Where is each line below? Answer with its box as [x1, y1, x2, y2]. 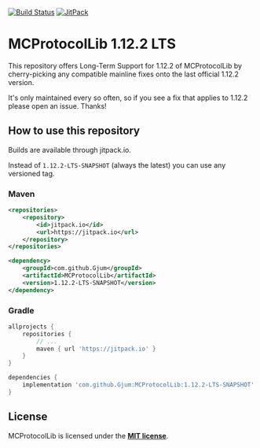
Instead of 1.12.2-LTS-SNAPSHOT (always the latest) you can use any [8, 160, 226, 169]
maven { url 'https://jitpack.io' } [36, 345, 156, 353]
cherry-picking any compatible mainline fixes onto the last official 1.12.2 [8, 69, 240, 79]
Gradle [8, 305, 35, 316]
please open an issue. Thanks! [8, 101, 108, 110]
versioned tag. [8, 168, 55, 178]
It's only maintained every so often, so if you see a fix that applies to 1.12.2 [8, 93, 248, 102]
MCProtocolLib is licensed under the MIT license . [8, 431, 169, 440]
